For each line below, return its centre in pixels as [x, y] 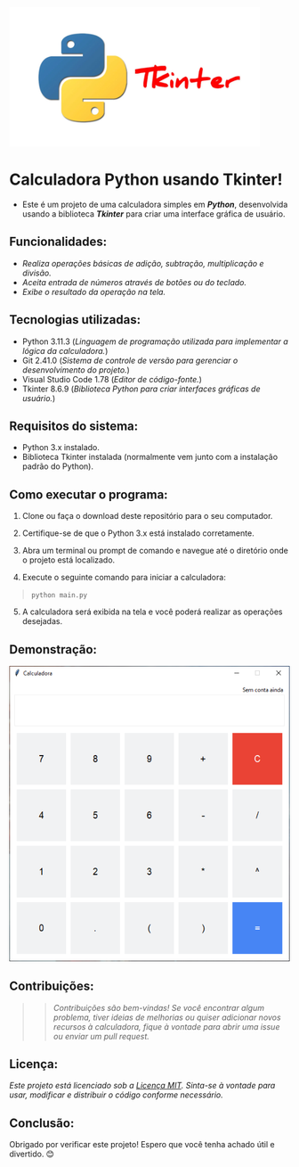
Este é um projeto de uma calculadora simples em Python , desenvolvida [155, 204]
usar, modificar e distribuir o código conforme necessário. [117, 1095]
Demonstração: [53, 649]
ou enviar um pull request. [101, 1036]
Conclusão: [42, 1123]
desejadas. [42, 621]
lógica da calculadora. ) [65, 350]
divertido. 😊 [32, 1154]
